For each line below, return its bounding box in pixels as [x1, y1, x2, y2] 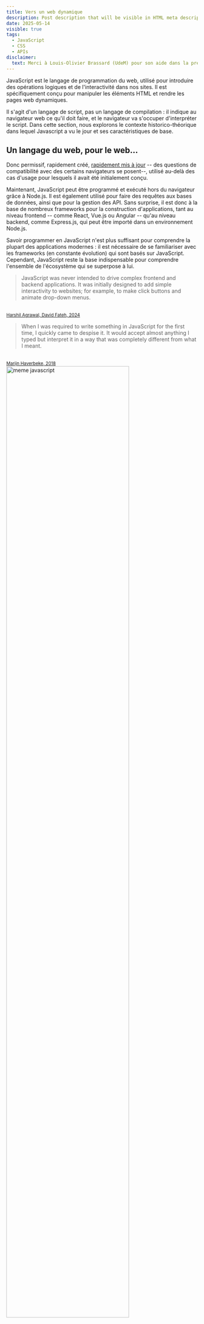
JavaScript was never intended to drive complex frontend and [21, 274, 176, 282]
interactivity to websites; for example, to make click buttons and [21, 287, 182, 295]
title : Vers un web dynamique [6, 9, 83, 15]
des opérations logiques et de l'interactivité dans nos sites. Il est [6, 83, 167, 90]
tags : [6, 32, 20, 38]
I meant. [21, 342, 42, 349]
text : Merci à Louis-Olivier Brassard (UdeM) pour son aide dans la [12, 60, 189, 66]
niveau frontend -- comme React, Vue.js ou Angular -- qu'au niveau [6, 212, 176, 220]
